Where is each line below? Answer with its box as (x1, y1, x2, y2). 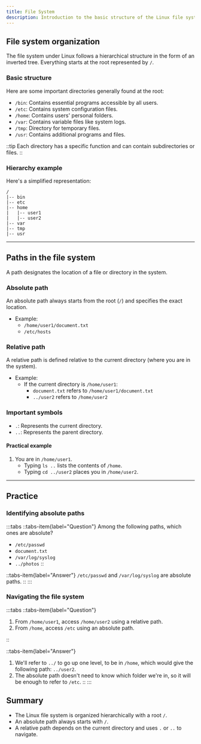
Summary (6, 695, 44, 706)
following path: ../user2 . (14, 666, 77, 673)
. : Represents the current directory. (14, 422, 103, 429)
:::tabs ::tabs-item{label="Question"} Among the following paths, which (6, 522, 182, 530)
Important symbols (6, 409, 63, 417)
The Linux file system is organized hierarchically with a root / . (14, 711, 167, 719)
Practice (6, 491, 38, 501)
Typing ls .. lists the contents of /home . (23, 462, 123, 469)
